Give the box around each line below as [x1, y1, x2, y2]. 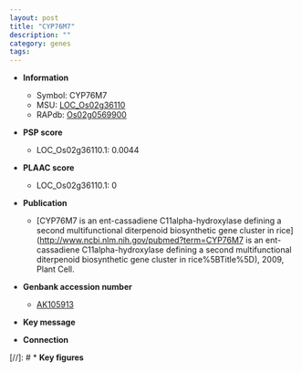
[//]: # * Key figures [9, 352, 84, 363]
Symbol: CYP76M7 [36, 90, 108, 101]
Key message [22, 316, 76, 328]
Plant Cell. [36, 263, 75, 274]
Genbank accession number [22, 282, 132, 293]
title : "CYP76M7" [9, 22, 76, 31]
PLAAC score [22, 162, 75, 173]
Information [22, 72, 69, 83]
